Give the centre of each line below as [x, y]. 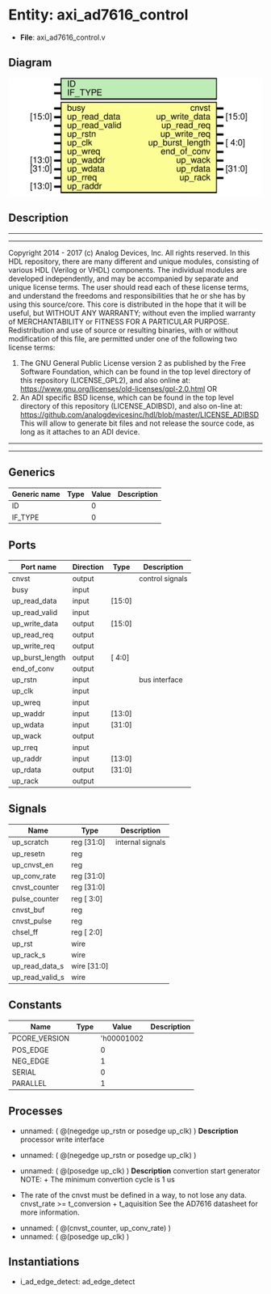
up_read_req [33, 634]
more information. [50, 1212]
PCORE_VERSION [41, 1038]
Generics [32, 472]
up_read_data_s [38, 966]
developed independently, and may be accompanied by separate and [123, 278]
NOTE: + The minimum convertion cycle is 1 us [97, 1179]
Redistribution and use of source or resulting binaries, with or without [123, 330]
